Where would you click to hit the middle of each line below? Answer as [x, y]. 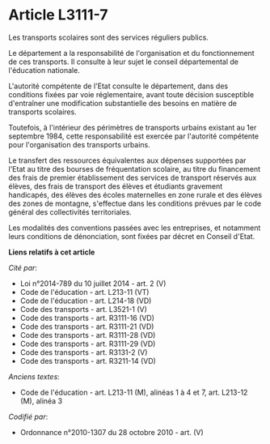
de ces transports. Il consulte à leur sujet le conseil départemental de [124, 62]
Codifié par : [28, 416]
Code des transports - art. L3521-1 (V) [84, 309]
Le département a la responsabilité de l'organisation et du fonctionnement [131, 53]
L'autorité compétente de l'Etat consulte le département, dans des [118, 86]
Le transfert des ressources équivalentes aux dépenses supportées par [127, 160]
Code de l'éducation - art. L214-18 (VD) [86, 301]
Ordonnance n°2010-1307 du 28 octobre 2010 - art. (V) [112, 432]
